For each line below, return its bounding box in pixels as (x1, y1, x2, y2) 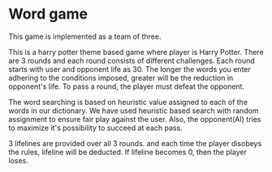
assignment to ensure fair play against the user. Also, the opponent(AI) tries (8, 114, 261, 124)
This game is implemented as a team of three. (8, 31, 162, 41)
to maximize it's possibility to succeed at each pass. (8, 123, 183, 132)
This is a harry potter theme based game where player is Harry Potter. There (8, 47, 264, 57)
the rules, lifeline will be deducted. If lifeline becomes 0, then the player (8, 147, 248, 157)
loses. (8, 155, 28, 166)
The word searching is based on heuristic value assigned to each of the (8, 97, 248, 107)
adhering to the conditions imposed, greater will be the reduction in (8, 73, 234, 82)
